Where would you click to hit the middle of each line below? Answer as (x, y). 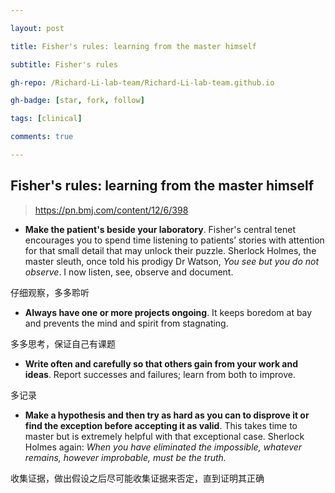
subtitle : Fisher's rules (64, 64)
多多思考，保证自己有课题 (63, 343)
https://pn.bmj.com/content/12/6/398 (111, 210)
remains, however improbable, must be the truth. (125, 457)
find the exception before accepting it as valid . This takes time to (161, 425)
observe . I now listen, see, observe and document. (129, 272)
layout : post (37, 28)
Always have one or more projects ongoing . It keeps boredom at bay (168, 312)
